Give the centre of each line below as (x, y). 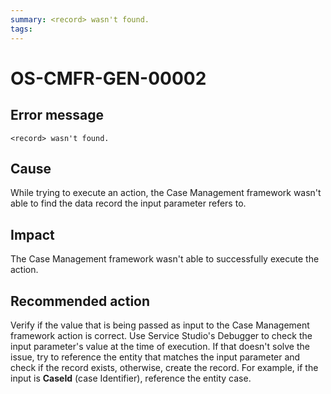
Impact (32, 234)
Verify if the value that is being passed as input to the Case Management (160, 325)
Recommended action (80, 301)
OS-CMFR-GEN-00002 (108, 78)
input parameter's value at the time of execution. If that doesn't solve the (160, 346)
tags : (21, 29)
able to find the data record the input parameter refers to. (128, 203)
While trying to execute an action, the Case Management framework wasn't (166, 193)
